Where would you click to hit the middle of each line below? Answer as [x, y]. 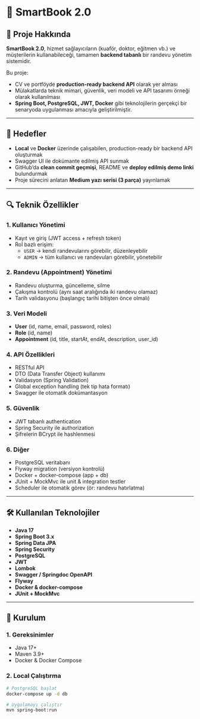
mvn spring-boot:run [32, 710]
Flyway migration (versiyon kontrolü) [60, 469]
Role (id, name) [34, 333]
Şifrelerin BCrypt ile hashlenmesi [55, 434]
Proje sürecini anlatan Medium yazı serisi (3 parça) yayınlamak [93, 180]
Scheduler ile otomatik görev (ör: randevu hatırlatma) [79, 488]
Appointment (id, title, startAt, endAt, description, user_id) [87, 339]
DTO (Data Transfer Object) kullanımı [60, 374]
